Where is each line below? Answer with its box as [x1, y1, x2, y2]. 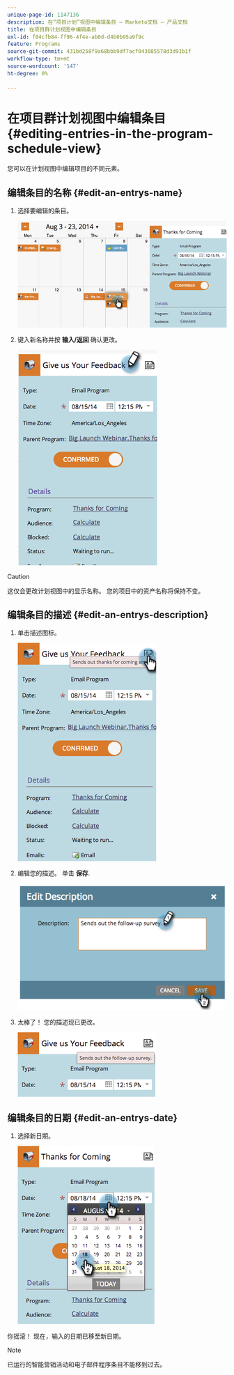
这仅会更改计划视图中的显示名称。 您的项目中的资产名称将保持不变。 [7, 586, 204, 595]
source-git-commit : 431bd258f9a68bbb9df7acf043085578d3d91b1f [7, 48, 192, 55]
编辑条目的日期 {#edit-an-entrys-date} [7, 1112, 178, 1123]
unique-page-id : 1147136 [7, 11, 79, 18]
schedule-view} [7, 140, 102, 156]
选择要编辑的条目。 [17, 206, 73, 215]
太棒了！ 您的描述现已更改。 [17, 1017, 99, 1026]
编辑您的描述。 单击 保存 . [17, 869, 91, 877]
